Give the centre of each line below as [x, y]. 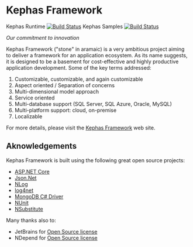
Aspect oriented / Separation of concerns [65, 85]
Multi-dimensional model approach [57, 91]
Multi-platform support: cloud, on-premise [66, 110]
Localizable [28, 116]
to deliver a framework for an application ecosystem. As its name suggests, [97, 55]
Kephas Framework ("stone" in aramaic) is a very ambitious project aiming [95, 49]
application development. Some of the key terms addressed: [79, 67]
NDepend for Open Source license [56, 238]
